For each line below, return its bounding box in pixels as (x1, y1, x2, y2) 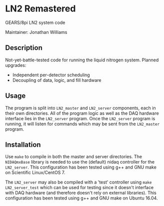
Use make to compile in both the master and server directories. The (5, 154, 142, 160)
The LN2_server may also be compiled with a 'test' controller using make (5, 179, 152, 185)
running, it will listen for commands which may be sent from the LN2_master (5, 121, 160, 127)
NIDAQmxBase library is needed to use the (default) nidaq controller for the (5, 159, 155, 165)
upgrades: (5, 62, 26, 68)
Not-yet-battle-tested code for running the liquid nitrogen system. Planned (5, 57, 159, 63)
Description (5, 43, 42, 52)
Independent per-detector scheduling (12, 72, 90, 78)
